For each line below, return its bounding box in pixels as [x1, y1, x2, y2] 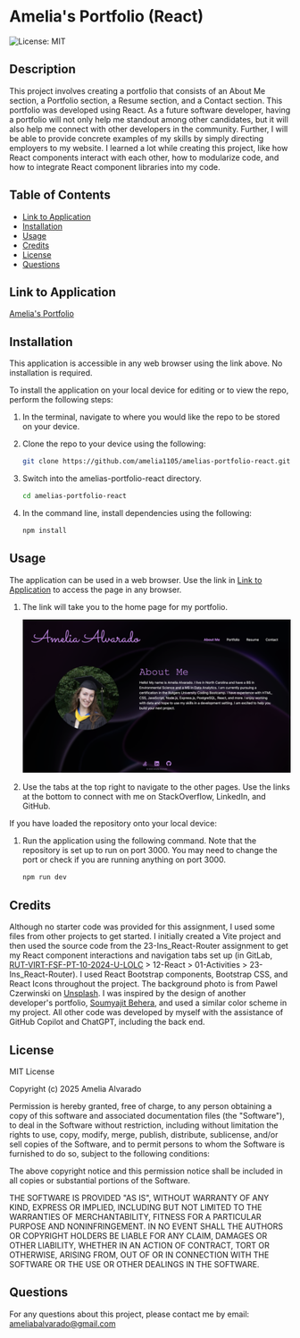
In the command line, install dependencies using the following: [21, 507, 253, 518]
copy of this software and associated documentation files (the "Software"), [9, 1110, 286, 1121]
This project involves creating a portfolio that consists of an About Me [9, 85, 266, 96]
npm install [21, 526, 67, 535]
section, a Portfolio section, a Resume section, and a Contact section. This [9, 95, 283, 106]
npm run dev [21, 873, 67, 882]
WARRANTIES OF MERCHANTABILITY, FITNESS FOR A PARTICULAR [9, 1211, 262, 1222]
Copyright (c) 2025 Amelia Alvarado [9, 1083, 142, 1094]
